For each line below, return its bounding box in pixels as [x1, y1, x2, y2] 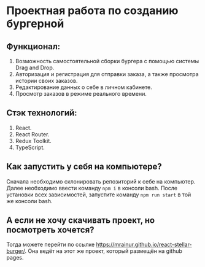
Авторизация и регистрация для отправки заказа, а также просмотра [15, 71, 199, 77]
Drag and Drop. [15, 64, 55, 71]
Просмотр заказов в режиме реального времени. [15, 90, 147, 97]
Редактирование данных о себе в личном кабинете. [15, 83, 152, 91]
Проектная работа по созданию [6, 4, 179, 18]
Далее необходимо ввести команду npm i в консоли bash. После [6, 184, 178, 192]
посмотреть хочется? [6, 225, 95, 235]
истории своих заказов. [15, 77, 78, 84]
